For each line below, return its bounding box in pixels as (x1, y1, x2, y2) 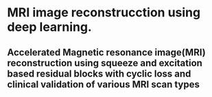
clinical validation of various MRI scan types (7, 79, 200, 90)
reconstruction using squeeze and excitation (7, 57, 202, 69)
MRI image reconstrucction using (7, 5, 201, 20)
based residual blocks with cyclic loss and (7, 68, 191, 79)
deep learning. (7, 19, 93, 35)
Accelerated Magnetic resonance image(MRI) (7, 46, 206, 58)
